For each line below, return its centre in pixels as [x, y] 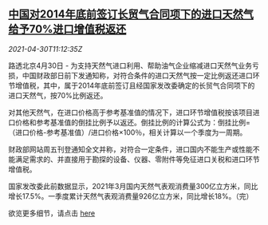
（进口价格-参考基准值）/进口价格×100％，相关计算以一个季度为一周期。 [128, 132]
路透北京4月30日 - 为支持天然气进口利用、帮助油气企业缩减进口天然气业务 [130, 65]
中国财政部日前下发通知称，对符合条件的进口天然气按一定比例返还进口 [137, 75]
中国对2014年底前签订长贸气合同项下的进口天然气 [131, 14]
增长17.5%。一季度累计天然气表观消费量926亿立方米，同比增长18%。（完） [131, 196]
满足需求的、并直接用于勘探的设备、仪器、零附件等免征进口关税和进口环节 [137, 159]
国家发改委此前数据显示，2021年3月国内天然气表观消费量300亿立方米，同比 [133, 186]
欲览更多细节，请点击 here [52, 213]
